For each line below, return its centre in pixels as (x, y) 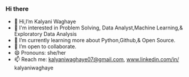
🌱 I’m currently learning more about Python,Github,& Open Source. (95, 41)
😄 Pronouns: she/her (40, 53)
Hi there (17, 9)
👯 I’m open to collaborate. (45, 46)
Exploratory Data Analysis (45, 34)
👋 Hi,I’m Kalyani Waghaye (45, 22)
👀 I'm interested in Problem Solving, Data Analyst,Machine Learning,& (98, 28)
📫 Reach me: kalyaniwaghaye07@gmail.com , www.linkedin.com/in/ (97, 59)
